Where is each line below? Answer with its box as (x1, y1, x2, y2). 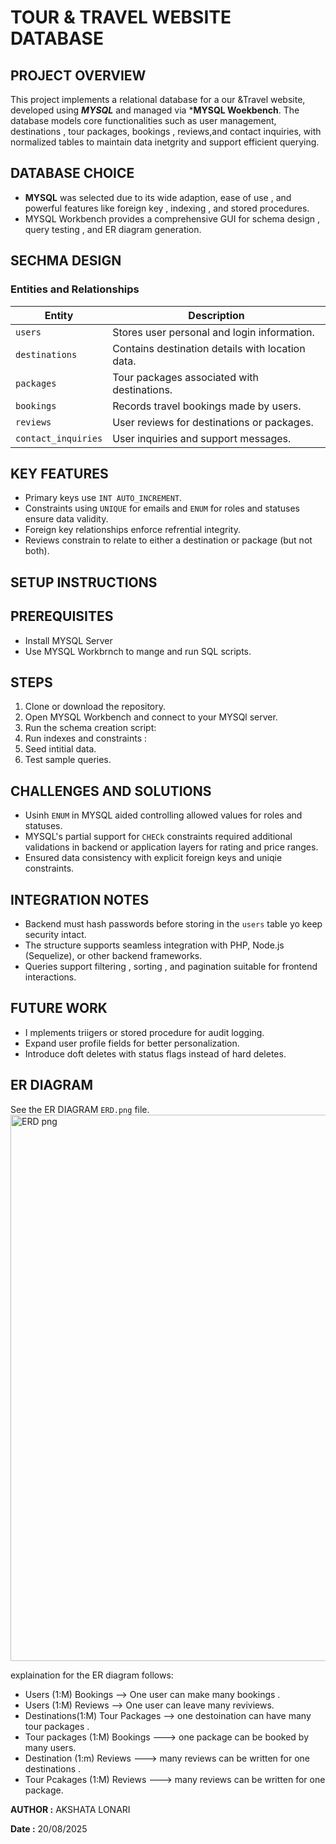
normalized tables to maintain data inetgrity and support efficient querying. (10, 136, 320, 148)
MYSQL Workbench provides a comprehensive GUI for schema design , (24, 212, 320, 225)
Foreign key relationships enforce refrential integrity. (24, 524, 241, 536)
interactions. (24, 971, 77, 983)
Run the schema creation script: (24, 722, 157, 734)
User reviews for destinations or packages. (112, 415, 314, 429)
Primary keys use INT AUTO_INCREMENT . (24, 492, 183, 504)
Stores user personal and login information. (112, 325, 315, 339)
